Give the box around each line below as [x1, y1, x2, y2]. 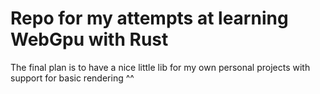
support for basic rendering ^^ [10, 72, 135, 84]
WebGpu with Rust [10, 28, 169, 51]
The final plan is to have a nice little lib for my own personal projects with [10, 61, 311, 73]
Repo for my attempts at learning [10, 7, 289, 30]
